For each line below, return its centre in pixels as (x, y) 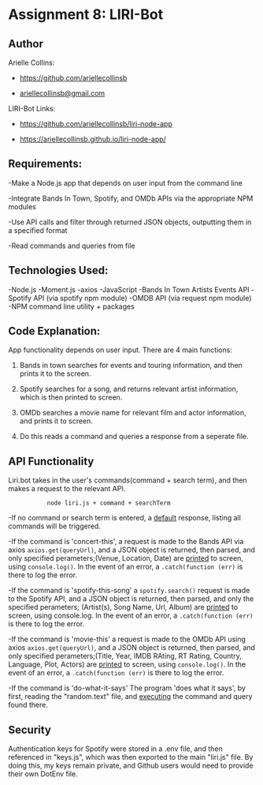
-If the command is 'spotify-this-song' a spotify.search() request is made (129, 591)
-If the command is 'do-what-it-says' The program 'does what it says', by (127, 688)
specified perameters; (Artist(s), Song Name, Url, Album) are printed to (123, 607)
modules (22, 206)
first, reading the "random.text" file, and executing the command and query (130, 697)
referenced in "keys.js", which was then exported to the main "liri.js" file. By (131, 757)
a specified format (38, 230)
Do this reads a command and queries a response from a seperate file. (134, 437)
